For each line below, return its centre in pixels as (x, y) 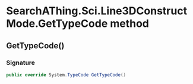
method (129, 24)
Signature (21, 63)
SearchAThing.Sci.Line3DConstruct (97, 11)
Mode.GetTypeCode (57, 24)
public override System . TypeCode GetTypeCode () (66, 75)
